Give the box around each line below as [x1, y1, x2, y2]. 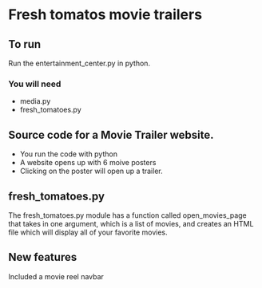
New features [8, 251, 77, 264]
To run [8, 37, 42, 51]
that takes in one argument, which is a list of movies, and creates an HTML [8, 219, 254, 228]
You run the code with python [19, 149, 118, 159]
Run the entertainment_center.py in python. [8, 58, 150, 68]
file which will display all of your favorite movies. [8, 227, 168, 237]
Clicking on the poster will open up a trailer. [19, 166, 163, 176]
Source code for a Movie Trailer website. [8, 128, 214, 141]
